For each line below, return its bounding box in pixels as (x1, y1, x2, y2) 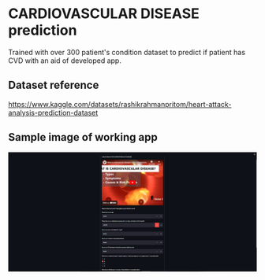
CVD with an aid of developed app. (8, 56, 122, 65)
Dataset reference (8, 79, 99, 92)
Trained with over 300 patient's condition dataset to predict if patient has (8, 47, 246, 57)
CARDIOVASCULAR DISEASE (8, 5, 200, 23)
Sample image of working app (8, 131, 158, 144)
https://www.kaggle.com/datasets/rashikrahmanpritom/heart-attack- (8, 99, 232, 109)
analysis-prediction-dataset (8, 108, 99, 117)
